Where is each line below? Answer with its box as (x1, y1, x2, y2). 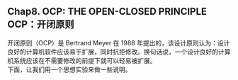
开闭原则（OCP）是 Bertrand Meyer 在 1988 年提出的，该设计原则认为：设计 (7, 38, 230, 47)
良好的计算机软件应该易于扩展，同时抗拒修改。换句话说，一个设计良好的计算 (7, 47, 231, 56)
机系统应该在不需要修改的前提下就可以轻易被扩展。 (7, 56, 157, 64)
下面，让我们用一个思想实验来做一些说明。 (7, 65, 132, 74)
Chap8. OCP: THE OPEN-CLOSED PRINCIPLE (7, 6, 208, 18)
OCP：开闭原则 (7, 18, 74, 30)
